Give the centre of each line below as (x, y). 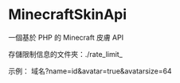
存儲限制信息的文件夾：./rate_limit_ (66, 54)
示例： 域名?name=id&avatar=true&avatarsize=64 (90, 71)
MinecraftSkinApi (68, 15)
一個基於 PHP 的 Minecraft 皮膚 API (66, 37)
